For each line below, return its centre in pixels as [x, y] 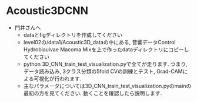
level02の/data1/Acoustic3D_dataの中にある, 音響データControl [99, 42]
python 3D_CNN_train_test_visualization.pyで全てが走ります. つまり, [105, 64]
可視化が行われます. [58, 78]
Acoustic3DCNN [47, 11]
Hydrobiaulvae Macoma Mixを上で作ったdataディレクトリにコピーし [106, 49]
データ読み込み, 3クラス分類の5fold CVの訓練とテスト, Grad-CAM [103, 71]
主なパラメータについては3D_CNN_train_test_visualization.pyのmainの [107, 86]
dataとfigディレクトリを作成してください [73, 35]
